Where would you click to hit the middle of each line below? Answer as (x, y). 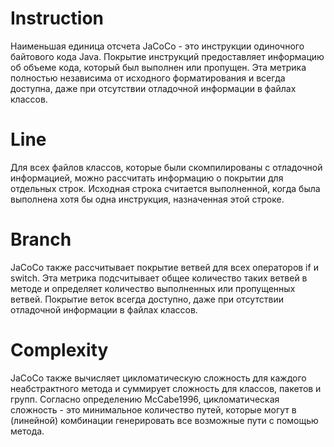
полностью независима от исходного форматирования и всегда (148, 78)
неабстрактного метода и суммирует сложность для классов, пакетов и (166, 388)
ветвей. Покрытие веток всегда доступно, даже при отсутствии (147, 299)
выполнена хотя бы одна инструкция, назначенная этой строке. (147, 199)
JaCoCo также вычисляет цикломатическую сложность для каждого (158, 378)
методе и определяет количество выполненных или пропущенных (153, 288)
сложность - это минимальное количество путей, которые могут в (153, 409)
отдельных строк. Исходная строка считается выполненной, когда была (165, 188)
